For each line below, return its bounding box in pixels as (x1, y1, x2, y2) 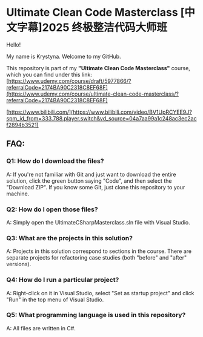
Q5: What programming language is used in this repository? (6, 311, 186, 319)
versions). (6, 261, 32, 268)
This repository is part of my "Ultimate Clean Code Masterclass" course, (6, 64, 191, 71)
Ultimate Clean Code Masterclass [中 (6, 5, 196, 19)
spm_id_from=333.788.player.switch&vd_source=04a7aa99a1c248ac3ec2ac (6, 114, 197, 122)
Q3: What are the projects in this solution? (6, 234, 133, 242)
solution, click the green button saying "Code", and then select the (6, 177, 172, 185)
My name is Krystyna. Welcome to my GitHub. (6, 53, 121, 60)
